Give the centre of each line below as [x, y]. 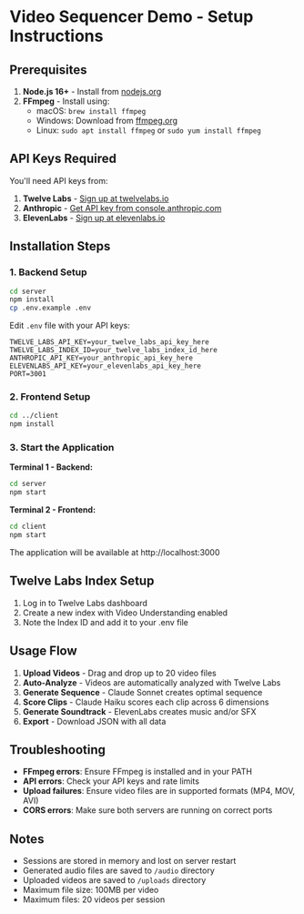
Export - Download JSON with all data [94, 721]
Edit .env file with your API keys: [70, 326]
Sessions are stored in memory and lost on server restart [129, 861]
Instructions [56, 36]
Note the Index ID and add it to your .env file [106, 622]
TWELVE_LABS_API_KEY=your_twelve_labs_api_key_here [109, 342]
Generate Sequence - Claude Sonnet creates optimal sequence [142, 692]
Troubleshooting [58, 750]
